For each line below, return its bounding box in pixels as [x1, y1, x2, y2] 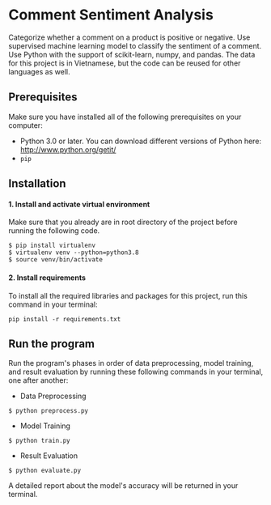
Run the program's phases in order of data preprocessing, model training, [8, 359, 254, 368]
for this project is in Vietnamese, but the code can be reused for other [8, 58, 241, 68]
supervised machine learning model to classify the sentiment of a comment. [8, 40, 262, 50]
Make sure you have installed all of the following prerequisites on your [8, 112, 242, 121]
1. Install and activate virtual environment [8, 199, 150, 209]
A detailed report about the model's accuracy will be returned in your [8, 481, 239, 490]
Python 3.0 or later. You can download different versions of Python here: [19, 136, 261, 146]
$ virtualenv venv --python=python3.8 [8, 248, 139, 257]
